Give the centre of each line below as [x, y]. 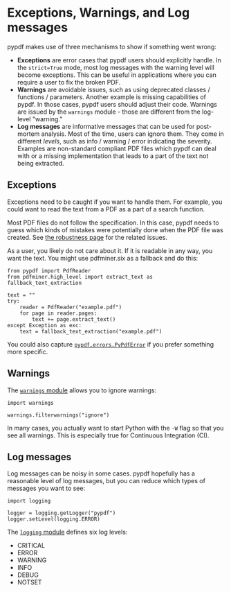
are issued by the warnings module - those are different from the [109, 112]
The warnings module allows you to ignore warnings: [82, 390]
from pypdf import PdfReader [49, 271]
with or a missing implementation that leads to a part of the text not [113, 156]
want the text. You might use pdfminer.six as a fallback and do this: [103, 258]
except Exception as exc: [44, 325]
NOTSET [30, 582]
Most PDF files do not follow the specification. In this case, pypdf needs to [113, 223]
